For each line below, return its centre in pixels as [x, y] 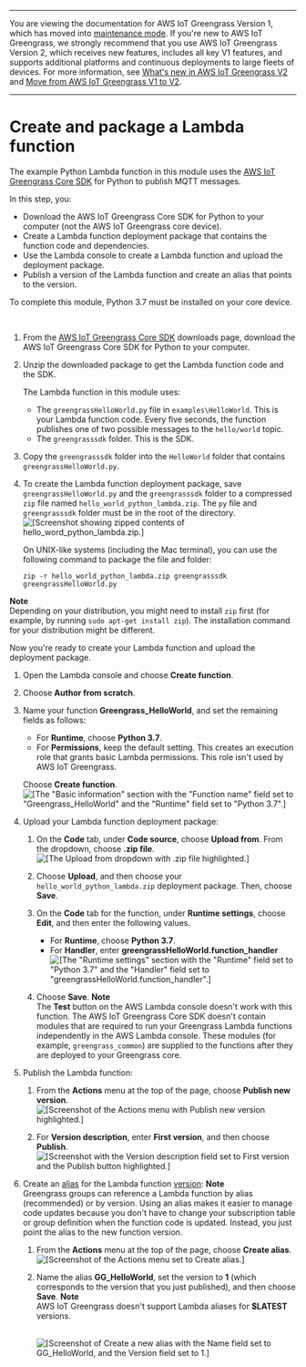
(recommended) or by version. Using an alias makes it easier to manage [158, 1203]
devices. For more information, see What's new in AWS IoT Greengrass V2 [149, 72]
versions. [53, 1316]
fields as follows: [54, 720]
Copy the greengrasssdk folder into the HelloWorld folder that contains [153, 456]
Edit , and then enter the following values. [113, 922]
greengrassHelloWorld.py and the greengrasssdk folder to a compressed [158, 493]
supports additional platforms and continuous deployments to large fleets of [152, 62]
